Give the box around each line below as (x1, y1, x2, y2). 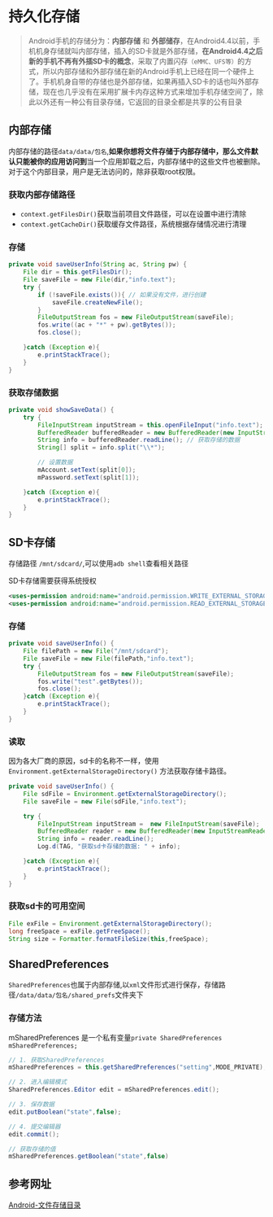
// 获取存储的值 (8, 1145, 56, 1153)
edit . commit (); (8, 1130, 60, 1138)
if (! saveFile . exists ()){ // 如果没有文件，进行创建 (37, 291, 206, 299)
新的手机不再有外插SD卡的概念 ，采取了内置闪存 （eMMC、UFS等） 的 (28, 56, 245, 66)
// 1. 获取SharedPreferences (8, 1056, 105, 1064)
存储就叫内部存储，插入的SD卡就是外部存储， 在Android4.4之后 (50, 46, 263, 55)
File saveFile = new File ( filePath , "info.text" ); (23, 654, 195, 663)
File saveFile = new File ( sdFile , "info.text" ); (23, 797, 187, 806)
